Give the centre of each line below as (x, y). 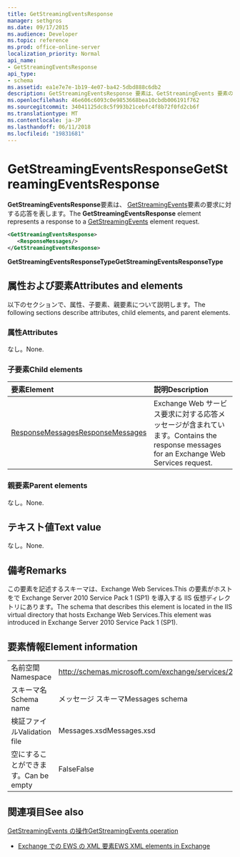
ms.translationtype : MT (43, 114)
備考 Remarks (37, 570)
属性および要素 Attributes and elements (95, 286)
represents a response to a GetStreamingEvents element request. (104, 221)
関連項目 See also (46, 812)
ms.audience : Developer (43, 34)
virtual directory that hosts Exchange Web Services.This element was (110, 615)
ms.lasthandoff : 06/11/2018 (49, 127)
